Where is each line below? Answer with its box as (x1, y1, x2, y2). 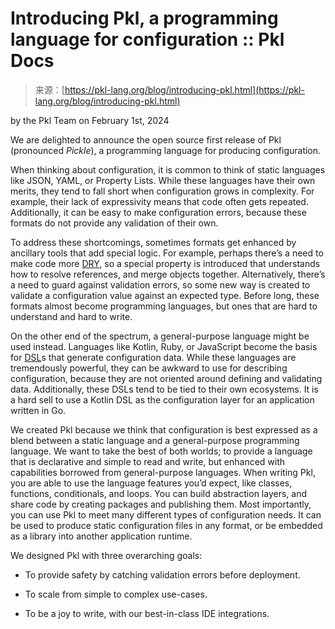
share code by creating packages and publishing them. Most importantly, (10, 498, 312, 510)
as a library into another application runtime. (10, 530, 193, 542)
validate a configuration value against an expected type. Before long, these (10, 289, 320, 301)
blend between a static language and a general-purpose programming (10, 434, 300, 446)
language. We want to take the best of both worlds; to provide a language (10, 445, 313, 457)
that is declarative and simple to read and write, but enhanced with (10, 455, 286, 467)
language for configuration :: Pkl (10, 28, 285, 51)
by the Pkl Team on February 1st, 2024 (10, 114, 170, 126)
